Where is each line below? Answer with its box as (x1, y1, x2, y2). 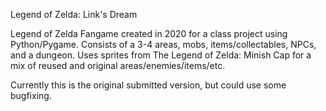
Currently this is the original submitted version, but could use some (10, 79, 287, 91)
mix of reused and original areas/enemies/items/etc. (10, 60, 226, 71)
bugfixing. (10, 90, 52, 101)
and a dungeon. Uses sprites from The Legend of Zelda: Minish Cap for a (10, 49, 312, 61)
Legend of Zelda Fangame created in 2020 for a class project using (10, 28, 288, 39)
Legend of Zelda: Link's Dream (10, 9, 138, 20)
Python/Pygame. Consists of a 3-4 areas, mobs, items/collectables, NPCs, (10, 39, 317, 50)
